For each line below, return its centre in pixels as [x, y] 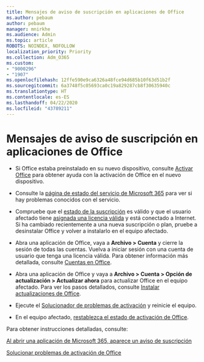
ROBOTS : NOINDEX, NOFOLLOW [41, 46]
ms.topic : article [30, 40]
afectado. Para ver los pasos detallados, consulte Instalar [87, 287]
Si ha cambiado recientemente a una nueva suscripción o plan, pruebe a [106, 225]
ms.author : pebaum [30, 18]
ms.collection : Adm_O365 [38, 57]
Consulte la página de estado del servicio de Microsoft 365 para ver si [104, 194]
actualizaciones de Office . [48, 294]
